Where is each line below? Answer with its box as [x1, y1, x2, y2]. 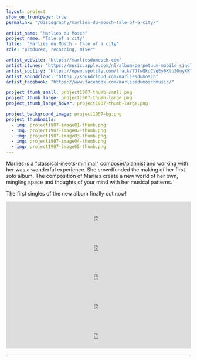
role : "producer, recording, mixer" [6, 46, 96, 53]
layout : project [6, 8, 46, 15]
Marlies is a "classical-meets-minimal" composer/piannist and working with [6, 160, 189, 167]
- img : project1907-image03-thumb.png [11, 133, 107, 139]
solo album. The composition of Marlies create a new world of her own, [6, 173, 179, 179]
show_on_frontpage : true [6, 14, 67, 20]
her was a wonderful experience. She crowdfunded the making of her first [6, 166, 185, 173]
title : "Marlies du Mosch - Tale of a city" [6, 41, 119, 47]
